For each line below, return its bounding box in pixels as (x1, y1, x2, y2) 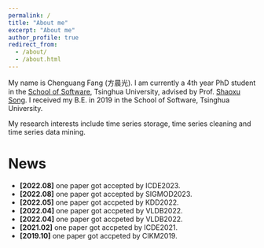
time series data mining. (8, 127, 86, 136)
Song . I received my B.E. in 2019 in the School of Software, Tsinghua (8, 95, 230, 105)
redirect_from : (8, 41, 58, 49)
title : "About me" (8, 19, 68, 27)
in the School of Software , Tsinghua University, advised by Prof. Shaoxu (8, 87, 241, 96)
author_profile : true (8, 33, 79, 42)
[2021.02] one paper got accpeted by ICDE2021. (19, 222, 178, 232)
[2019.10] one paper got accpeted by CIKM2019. (19, 231, 178, 240)
